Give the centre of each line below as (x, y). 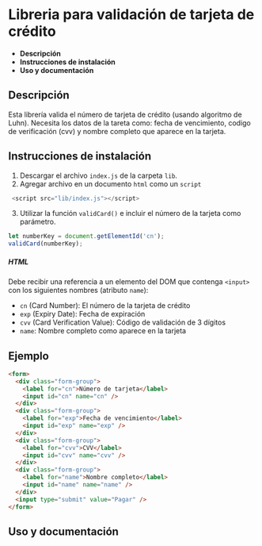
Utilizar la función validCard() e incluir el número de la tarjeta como (130, 213)
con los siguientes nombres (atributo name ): (78, 290)
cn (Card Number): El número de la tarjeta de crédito (105, 306)
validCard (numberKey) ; (46, 244)
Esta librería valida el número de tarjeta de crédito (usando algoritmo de (125, 114)
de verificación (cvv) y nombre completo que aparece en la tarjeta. (117, 131)
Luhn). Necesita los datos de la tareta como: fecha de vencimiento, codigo (129, 123)
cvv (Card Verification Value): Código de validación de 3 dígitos (123, 322)
